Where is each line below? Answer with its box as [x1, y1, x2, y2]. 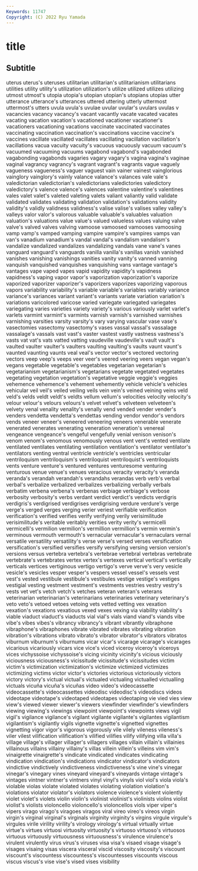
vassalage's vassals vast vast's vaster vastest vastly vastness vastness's [6, 330, 184, 337]
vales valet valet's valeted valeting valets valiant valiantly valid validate [6, 192, 178, 199]
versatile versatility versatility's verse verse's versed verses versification [6, 538, 183, 545]
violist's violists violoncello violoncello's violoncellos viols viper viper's [6, 801, 177, 808]
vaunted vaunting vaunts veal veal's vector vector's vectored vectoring [6, 349, 179, 356]
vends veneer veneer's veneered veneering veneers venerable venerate [6, 418, 181, 425]
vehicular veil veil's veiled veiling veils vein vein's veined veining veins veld [6, 387, 188, 394]
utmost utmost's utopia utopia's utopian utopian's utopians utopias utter [6, 91, 181, 98]
